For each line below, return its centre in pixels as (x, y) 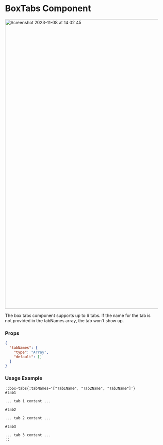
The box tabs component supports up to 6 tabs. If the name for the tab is (78, 315)
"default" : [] (28, 357)
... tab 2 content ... (28, 418)
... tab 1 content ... (28, 401)
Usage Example (24, 378)
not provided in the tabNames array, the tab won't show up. (65, 320)
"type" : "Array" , (31, 352)
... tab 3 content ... (28, 435)
